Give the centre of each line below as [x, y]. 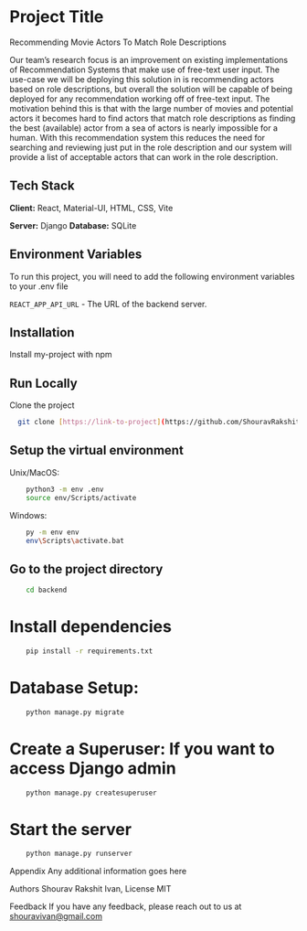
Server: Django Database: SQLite [73, 225]
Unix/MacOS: [34, 472]
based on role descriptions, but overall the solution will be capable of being [151, 89]
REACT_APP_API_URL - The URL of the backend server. [108, 304]
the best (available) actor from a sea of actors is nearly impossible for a [144, 128]
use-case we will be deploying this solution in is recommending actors [142, 79]
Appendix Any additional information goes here [98, 872]
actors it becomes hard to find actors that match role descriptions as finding [153, 118]
